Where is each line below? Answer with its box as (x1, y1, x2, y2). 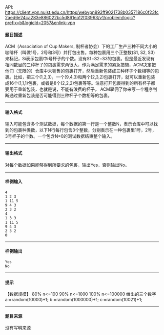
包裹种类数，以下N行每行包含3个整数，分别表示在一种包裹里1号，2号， (13, 127, 157, 133)
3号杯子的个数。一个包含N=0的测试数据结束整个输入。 (5, 133, 115, 139)
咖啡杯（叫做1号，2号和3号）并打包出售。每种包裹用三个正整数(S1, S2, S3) (5, 50, 155, 55)
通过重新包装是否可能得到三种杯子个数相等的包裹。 (9, 93, 112, 99)
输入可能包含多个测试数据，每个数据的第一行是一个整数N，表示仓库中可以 (5, 121, 154, 127)
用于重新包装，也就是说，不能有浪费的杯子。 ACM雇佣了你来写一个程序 (9, 86, 153, 92)
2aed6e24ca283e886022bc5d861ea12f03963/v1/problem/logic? (5, 15, 136, 20)
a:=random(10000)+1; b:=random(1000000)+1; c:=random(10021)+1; (5, 297, 143, 303)
